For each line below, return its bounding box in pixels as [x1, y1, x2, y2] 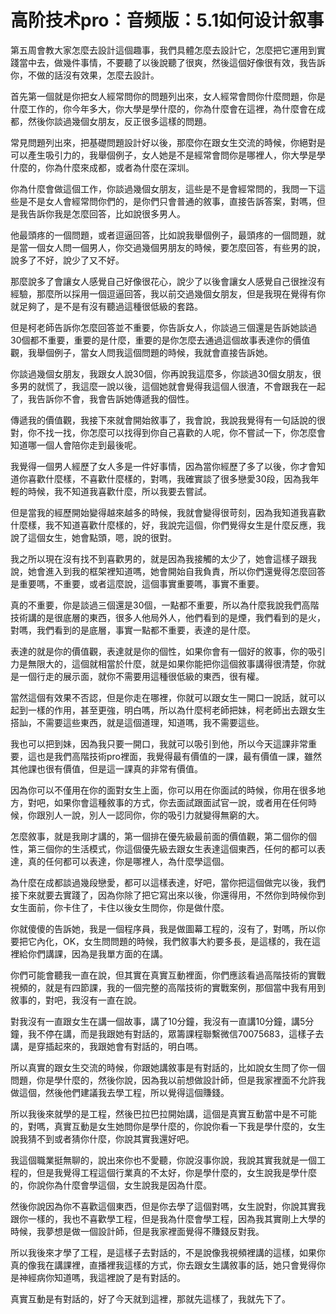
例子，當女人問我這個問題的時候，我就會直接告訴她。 [53, 346, 273, 358]
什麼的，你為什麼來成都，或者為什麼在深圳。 [10, 161, 195, 173]
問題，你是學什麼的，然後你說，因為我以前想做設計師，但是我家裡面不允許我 [10, 1074, 326, 1086]
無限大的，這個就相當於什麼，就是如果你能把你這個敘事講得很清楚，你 [27, 657, 317, 670]
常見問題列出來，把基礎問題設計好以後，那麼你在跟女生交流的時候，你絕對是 [10, 136, 326, 148]
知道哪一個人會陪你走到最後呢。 [10, 439, 142, 451]
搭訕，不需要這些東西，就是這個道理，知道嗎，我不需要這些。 [10, 716, 265, 728]
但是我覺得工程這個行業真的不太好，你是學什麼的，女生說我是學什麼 [36, 1166, 317, 1178]
